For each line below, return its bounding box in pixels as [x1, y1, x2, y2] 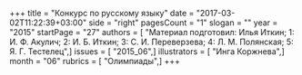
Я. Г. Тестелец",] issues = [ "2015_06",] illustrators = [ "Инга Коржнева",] [9, 46, 285, 57]
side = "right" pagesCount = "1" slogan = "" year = [88, 17, 278, 28]
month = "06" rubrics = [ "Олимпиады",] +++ [9, 56, 180, 66]
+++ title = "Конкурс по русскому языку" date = [9, 8, 195, 18]
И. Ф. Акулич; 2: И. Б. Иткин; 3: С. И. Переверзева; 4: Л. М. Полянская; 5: [9, 36, 294, 47]
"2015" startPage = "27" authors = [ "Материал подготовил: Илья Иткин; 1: [9, 27, 295, 37]
